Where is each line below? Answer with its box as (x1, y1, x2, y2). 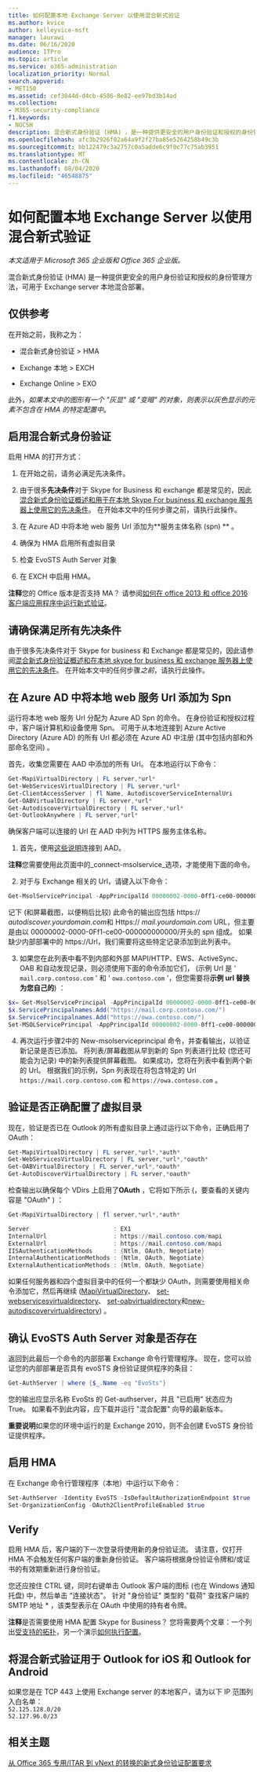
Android (8, 1665, 49, 1678)
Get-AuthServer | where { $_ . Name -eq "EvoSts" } (8, 1379, 167, 1387)
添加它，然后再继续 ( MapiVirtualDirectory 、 (14, 1286, 155, 1296)
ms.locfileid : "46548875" (8, 172, 92, 181)
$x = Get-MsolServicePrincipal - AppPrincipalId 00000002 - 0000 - (8, 999, 215, 1007)
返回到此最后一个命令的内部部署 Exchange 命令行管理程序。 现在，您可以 (8, 1353, 245, 1363)
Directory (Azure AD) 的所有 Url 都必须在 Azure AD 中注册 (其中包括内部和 (8, 733, 247, 742)
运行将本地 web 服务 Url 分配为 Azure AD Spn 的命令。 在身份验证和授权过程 (8, 713, 255, 723)
